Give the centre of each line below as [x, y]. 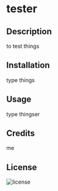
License [22, 167]
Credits [21, 133]
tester [22, 9]
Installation [28, 65]
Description [29, 32]
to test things [23, 46]
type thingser [23, 114]
